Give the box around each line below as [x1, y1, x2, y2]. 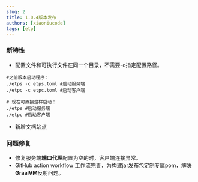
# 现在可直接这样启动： [6, 99, 57, 105]
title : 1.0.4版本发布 [6, 14, 57, 20]
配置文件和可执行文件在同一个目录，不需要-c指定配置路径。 [14, 61, 163, 68]
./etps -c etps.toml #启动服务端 [6, 80, 85, 87]
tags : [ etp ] [6, 25, 36, 32]
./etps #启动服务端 [6, 105, 50, 111]
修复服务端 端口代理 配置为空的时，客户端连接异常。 [14, 154, 142, 161]
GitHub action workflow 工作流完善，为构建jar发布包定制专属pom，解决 [14, 162, 192, 169]
